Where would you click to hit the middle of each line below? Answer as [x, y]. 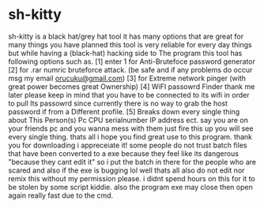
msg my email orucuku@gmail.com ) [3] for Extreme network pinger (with [127, 78]
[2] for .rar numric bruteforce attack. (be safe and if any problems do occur [130, 69]
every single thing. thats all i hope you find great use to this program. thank [130, 136]
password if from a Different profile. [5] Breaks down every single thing [124, 111]
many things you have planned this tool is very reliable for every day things [130, 44]
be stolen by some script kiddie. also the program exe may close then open [130, 187]
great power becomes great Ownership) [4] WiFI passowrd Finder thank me [132, 86]
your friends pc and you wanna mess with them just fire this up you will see [131, 128]
